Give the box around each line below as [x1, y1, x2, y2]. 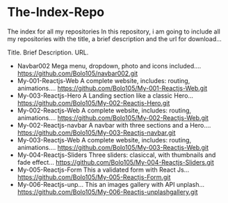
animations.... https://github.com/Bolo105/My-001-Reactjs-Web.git [17, 84, 208, 92]
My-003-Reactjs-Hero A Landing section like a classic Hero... [17, 91, 193, 100]
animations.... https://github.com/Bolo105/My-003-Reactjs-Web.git [17, 143, 209, 151]
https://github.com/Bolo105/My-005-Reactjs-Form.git [17, 172, 171, 181]
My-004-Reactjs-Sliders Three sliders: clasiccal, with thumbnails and [17, 151, 216, 159]
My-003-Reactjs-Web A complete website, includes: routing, [17, 135, 192, 144]
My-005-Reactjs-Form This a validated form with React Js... [17, 165, 190, 174]
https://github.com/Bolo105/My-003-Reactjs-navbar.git [17, 128, 176, 137]
